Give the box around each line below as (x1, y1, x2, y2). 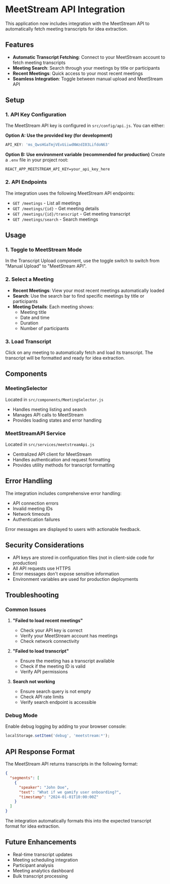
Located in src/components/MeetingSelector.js (5, 396, 104, 402)
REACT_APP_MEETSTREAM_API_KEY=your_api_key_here (5, 167, 110, 172)
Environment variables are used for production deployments (12, 576, 139, 582)
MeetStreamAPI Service (5, 430, 66, 437)
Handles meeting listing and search (12, 406, 87, 412)
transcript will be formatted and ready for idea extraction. (5, 355, 125, 361)
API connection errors (12, 500, 59, 506)
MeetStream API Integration (5, 4, 125, 15)
